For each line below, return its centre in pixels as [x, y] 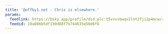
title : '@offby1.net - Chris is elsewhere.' [52, 10]
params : [13, 14]
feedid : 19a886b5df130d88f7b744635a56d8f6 [54, 24]
